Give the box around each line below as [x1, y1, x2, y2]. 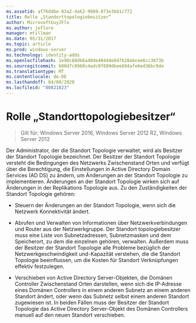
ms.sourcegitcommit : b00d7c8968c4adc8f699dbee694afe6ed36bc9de [6, 63, 164, 69]
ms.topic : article [6, 42, 51, 47]
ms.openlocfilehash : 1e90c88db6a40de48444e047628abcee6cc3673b [6, 57, 164, 63]
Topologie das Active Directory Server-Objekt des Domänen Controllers [14, 305, 188, 312]
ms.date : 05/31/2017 [6, 36, 57, 42]
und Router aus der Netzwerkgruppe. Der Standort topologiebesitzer [14, 225, 181, 232]
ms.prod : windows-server [6, 47, 67, 53]
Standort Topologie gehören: [6, 190, 76, 197]
